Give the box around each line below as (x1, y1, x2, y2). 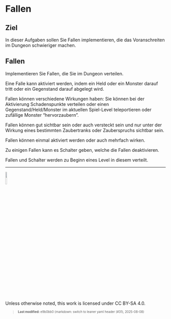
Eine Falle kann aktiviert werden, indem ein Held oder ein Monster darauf (5, 80, 158, 87)
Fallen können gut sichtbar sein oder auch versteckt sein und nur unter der (5, 122, 162, 128)
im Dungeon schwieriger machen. (5, 42, 76, 48)
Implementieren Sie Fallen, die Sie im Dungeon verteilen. (5, 70, 124, 76)
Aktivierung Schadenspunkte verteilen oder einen (5, 101, 109, 107)
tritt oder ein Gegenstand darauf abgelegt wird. (5, 86, 104, 92)
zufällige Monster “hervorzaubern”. (5, 112, 79, 118)
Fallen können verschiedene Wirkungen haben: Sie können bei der (5, 95, 145, 102)
